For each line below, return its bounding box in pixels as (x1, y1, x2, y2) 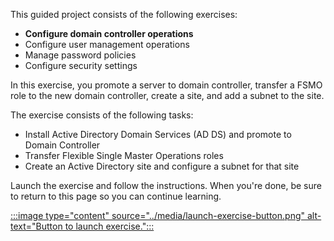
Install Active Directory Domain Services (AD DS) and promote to (24, 129, 292, 140)
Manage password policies (24, 49, 137, 61)
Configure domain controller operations (24, 28, 194, 39)
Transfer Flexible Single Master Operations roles (24, 150, 224, 161)
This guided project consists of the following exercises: (10, 9, 238, 20)
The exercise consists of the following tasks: (10, 109, 194, 121)
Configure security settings (24, 60, 138, 71)
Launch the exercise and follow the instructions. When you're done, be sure (10, 180, 322, 191)
